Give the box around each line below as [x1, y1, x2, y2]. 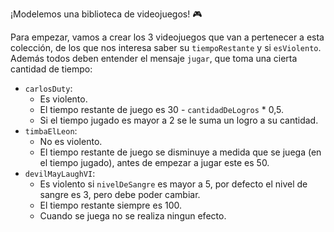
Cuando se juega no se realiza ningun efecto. [39, 210, 227, 222]
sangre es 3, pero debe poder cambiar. [39, 189, 201, 200]
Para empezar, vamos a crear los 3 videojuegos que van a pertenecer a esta [10, 31, 325, 43]
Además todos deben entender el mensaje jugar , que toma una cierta [10, 53, 298, 64]
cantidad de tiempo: [10, 63, 93, 75]
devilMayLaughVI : [24, 168, 96, 179]
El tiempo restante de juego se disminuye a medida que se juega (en [39, 146, 322, 158]
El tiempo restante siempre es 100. [39, 199, 182, 211]
